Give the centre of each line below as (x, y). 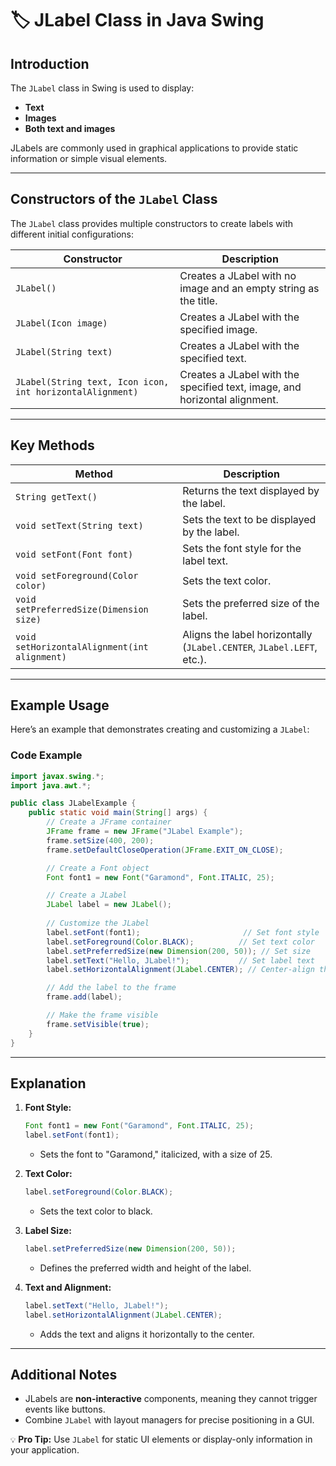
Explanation (48, 1083)
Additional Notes (64, 1375)
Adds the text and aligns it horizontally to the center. (147, 1334)
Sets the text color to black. (96, 1211)
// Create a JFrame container (109, 822)
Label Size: (48, 1231)
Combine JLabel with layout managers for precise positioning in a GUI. (169, 1420)
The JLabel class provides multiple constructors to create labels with (152, 223)
